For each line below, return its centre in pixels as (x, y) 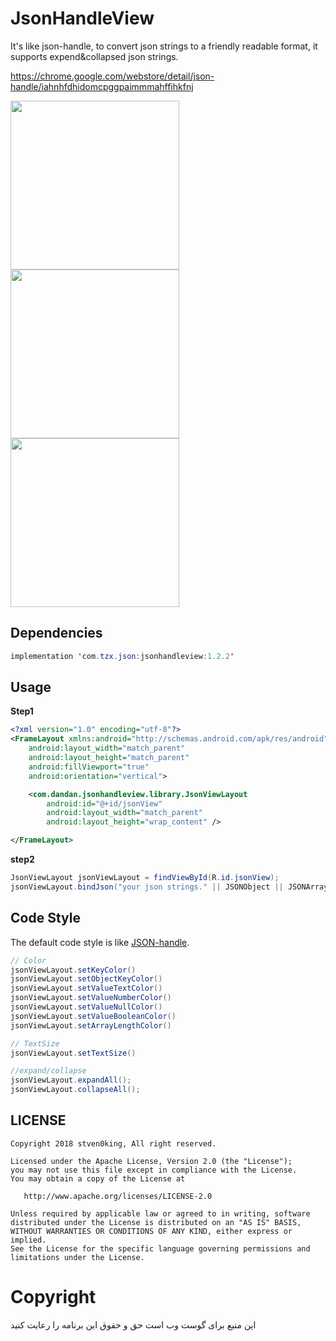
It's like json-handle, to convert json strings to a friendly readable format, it (164, 46)
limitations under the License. (77, 1257)
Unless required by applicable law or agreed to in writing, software (160, 1213)
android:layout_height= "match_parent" (109, 758)
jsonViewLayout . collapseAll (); (75, 1090)
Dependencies (56, 633)
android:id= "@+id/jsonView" (104, 803)
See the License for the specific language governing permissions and (160, 1248)
